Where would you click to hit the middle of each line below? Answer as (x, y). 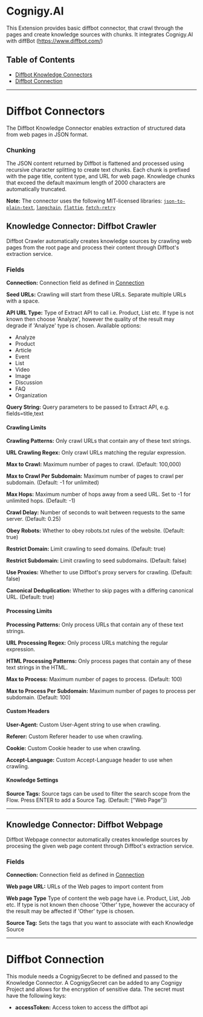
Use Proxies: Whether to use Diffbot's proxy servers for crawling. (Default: (99, 572)
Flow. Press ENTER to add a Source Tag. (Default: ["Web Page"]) (87, 800)
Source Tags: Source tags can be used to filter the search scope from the (98, 793)
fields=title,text (25, 414)
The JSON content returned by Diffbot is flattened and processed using (95, 163)
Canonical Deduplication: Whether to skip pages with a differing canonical (100, 591)
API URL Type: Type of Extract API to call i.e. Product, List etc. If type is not (100, 313)
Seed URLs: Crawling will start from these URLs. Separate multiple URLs (96, 295)
